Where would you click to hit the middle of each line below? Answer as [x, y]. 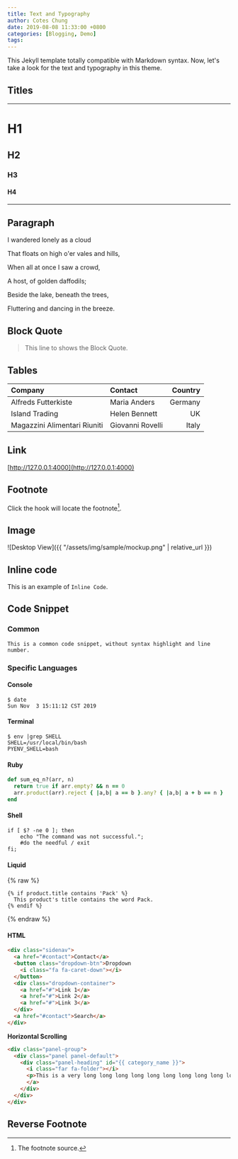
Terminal [21, 722]
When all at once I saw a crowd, [54, 267]
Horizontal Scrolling [37, 1036]
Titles [20, 90]
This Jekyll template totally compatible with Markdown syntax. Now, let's [113, 60]
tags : [15, 40]
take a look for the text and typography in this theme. [85, 68]
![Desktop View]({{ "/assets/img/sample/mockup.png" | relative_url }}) [110, 547]
